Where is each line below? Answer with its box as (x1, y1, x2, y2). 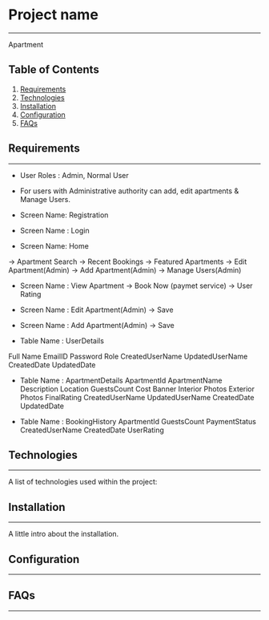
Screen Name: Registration (19, 210, 109, 220)
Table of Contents (8, 63, 100, 77)
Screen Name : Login (19, 225, 90, 235)
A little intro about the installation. (8, 529, 119, 539)
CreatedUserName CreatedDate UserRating (19, 425, 164, 435)
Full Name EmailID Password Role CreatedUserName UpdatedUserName (8, 351, 248, 361)
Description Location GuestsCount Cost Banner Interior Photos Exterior (19, 383, 255, 394)
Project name (8, 6, 98, 24)
